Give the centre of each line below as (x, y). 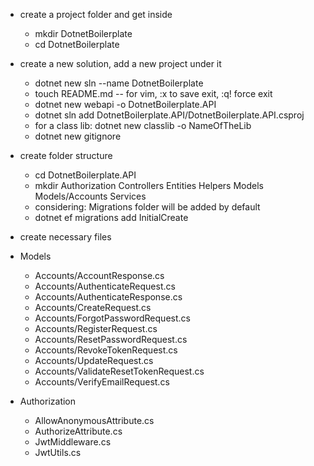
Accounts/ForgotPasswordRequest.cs (112, 318)
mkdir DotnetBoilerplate (83, 33)
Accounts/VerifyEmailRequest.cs (102, 382)
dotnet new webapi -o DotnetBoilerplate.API (125, 104)
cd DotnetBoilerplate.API (85, 175)
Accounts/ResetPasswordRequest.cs (111, 339)
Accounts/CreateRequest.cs (93, 307)
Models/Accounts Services (90, 196)
